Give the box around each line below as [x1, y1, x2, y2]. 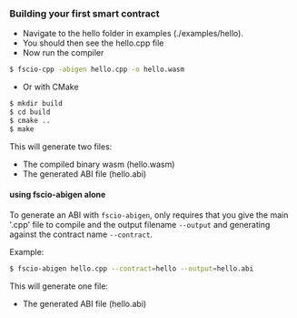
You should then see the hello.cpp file [22, 37, 164, 48]
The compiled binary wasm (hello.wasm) [22, 159, 175, 169]
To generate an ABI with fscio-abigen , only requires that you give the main [9, 209, 289, 221]
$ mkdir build [9, 99, 64, 108]
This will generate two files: [9, 140, 113, 152]
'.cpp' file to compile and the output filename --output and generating [9, 219, 271, 230]
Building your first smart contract [9, 7, 160, 20]
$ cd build [9, 108, 51, 117]
